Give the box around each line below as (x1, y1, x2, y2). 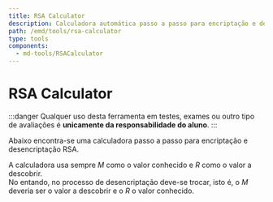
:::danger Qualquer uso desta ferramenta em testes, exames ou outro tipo (8, 111, 255, 121)
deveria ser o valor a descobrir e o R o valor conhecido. (8, 186, 195, 196)
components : (8, 42, 49, 50)
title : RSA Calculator (8, 11, 85, 20)
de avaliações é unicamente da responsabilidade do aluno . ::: (8, 119, 218, 130)
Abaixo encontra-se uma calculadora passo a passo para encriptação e (8, 135, 248, 145)
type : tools (8, 34, 49, 43)
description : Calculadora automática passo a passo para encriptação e (8, 19, 256, 28)
